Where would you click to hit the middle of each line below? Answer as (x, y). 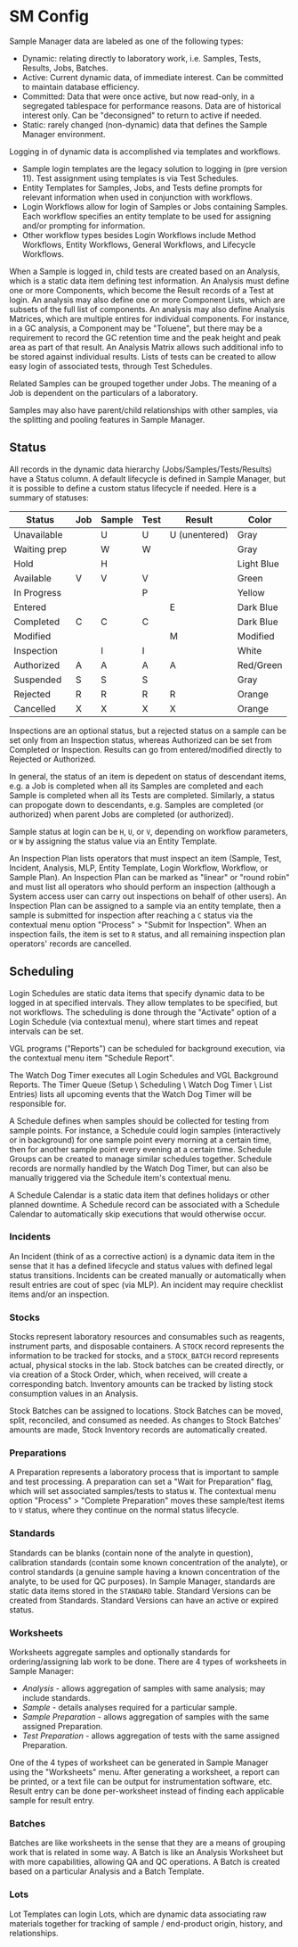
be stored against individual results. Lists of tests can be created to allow (143, 356)
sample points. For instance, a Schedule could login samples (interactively (145, 1130)
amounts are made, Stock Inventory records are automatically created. (138, 1430)
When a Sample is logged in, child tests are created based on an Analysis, (145, 271)
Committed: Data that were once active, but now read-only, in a (138, 96)
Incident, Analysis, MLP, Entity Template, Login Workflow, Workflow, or (139, 868)
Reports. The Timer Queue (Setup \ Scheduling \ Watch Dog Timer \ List (141, 1085)
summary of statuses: (49, 498)
